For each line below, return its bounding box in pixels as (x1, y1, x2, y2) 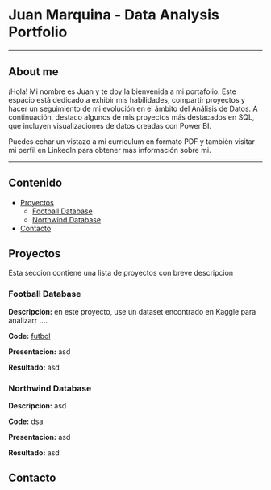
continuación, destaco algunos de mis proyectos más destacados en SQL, (8, 112, 255, 122)
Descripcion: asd (8, 400, 67, 410)
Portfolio (8, 23, 68, 41)
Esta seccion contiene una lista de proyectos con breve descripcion (8, 268, 234, 278)
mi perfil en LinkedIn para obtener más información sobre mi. (8, 145, 211, 154)
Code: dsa (8, 416, 44, 426)
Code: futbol (8, 331, 51, 340)
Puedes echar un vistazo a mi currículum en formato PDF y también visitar (8, 136, 256, 146)
